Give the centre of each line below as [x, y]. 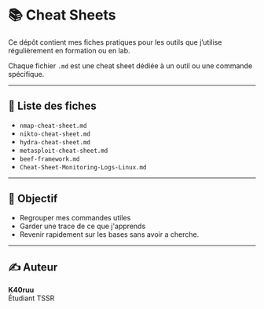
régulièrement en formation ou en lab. [69, 50]
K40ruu [21, 290]
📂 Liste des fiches [52, 106]
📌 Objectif [33, 199]
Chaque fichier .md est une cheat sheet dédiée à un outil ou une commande [130, 65]
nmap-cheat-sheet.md [53, 125]
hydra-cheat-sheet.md [55, 142]
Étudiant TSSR [31, 298]
